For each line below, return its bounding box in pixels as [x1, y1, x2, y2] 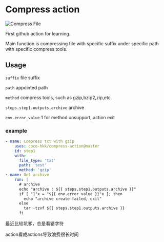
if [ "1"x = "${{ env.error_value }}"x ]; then [18, 191, 123, 196]
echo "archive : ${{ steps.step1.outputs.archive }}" [18, 187, 137, 192]
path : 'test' [18, 163, 47, 168]
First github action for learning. [5, 30, 71, 36]
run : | [14, 177, 29, 182]
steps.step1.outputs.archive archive [5, 104, 85, 110]
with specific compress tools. [5, 46, 68, 52]
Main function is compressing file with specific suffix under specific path [5, 40, 159, 47]
